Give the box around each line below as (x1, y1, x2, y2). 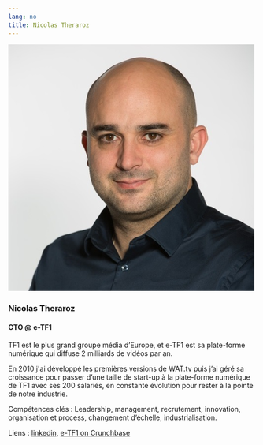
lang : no (8, 13, 37, 21)
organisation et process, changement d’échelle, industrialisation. (8, 413, 218, 422)
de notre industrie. (8, 389, 69, 398)
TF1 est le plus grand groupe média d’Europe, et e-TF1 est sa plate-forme (8, 340, 246, 350)
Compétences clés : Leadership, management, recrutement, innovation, (8, 404, 241, 413)
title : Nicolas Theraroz (8, 21, 90, 29)
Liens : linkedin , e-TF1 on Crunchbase (8, 428, 131, 437)
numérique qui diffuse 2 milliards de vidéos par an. (8, 348, 173, 358)
